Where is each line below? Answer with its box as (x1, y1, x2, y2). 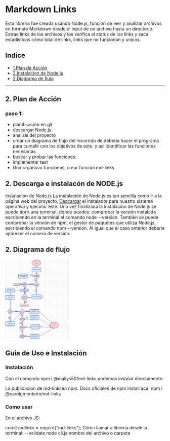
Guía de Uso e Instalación (5, 349, 87, 357)
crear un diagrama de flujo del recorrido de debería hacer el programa (12, 138, 159, 144)
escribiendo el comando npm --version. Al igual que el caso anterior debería (5, 225, 165, 231)
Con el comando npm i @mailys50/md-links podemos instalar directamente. (5, 375, 164, 381)
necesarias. (12, 149, 37, 155)
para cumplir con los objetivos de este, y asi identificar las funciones (12, 143, 156, 149)
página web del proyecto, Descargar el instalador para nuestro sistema (5, 198, 153, 204)
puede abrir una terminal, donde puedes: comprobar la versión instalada (5, 209, 156, 215)
